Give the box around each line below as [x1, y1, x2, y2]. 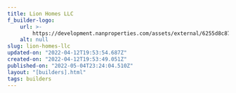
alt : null [20, 36, 49, 43]
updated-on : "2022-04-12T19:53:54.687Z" [7, 50, 128, 57]
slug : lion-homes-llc [7, 43, 71, 50]
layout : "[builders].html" [7, 69, 86, 76]
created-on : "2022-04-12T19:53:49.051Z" [7, 56, 128, 63]
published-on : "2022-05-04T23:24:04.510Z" [7, 62, 133, 69]
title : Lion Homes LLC [7, 10, 74, 17]
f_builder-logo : [7, 17, 55, 24]
